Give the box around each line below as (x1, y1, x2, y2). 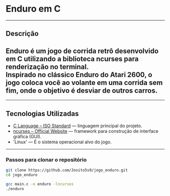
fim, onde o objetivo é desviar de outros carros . (6, 86, 158, 95)
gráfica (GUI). (13, 133, 42, 139)
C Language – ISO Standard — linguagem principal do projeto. (13, 123, 143, 129)
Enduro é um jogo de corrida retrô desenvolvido (6, 47, 159, 55)
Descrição (6, 29, 39, 38)
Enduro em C (6, 3, 61, 15)
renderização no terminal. (6, 62, 89, 71)
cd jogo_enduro (6, 173, 38, 178)
